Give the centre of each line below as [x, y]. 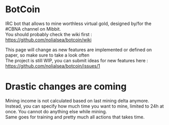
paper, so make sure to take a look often [48, 55]
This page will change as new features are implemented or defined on [79, 49]
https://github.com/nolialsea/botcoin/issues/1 [53, 66]
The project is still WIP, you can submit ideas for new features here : [77, 60]
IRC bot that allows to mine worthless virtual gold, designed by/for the [78, 23]
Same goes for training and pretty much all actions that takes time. [75, 117]
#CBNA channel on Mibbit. [33, 29]
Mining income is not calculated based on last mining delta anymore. [77, 101]
